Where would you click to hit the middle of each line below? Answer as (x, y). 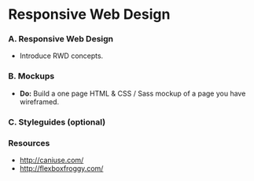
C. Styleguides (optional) (57, 121)
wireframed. (39, 101)
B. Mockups (31, 76)
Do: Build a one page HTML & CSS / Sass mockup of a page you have (133, 93)
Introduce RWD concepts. (61, 56)
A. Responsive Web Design (61, 39)
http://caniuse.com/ (52, 160)
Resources (29, 143)
